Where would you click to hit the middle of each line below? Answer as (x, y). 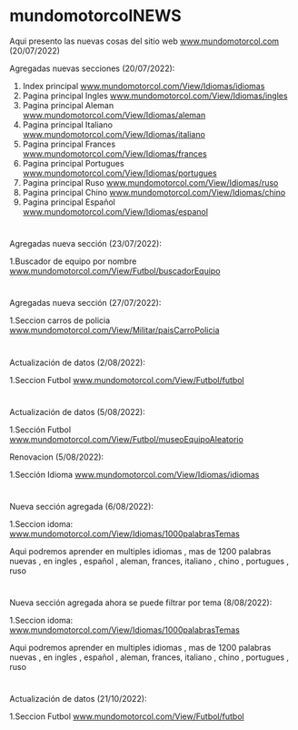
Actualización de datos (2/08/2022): (77, 362)
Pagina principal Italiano (68, 125)
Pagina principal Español (69, 202)
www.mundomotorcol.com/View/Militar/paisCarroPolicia (114, 330)
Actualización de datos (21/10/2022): (78, 699)
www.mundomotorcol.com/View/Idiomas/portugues (119, 173)
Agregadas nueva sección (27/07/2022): (85, 303)
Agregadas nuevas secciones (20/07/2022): (92, 68)
